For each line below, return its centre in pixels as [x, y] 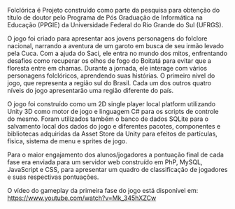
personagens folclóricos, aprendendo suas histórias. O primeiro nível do [111, 75]
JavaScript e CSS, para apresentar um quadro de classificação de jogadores [117, 170]
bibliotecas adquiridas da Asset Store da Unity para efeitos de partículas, [113, 134]
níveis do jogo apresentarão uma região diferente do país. [91, 91]
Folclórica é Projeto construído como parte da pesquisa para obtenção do [114, 10]
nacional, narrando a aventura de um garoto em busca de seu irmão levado [115, 46]
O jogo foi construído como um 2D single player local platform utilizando [111, 104]
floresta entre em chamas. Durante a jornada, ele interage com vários [107, 68]
